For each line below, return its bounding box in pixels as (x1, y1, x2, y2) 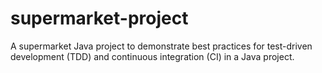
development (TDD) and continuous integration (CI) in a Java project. (10, 50, 295, 62)
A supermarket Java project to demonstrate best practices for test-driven (10, 40, 313, 52)
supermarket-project (10, 7, 189, 30)
